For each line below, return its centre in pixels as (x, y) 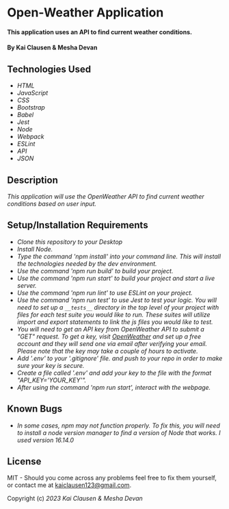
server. (27, 285)
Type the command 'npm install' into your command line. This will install (119, 256)
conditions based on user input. (52, 204)
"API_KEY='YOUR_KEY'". (52, 380)
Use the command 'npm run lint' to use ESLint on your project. (105, 293)
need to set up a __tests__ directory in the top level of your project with (118, 307)
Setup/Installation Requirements (78, 225)
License (24, 461)
